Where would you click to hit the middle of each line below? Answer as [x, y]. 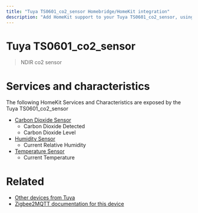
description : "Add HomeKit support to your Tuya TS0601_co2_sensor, [92, 17]
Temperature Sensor [39, 151]
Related [25, 182]
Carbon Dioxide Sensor [43, 120]
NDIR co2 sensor [41, 62]
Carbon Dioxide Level [49, 132]
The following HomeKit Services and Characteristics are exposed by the [94, 102]
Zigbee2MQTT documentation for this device [69, 204]
